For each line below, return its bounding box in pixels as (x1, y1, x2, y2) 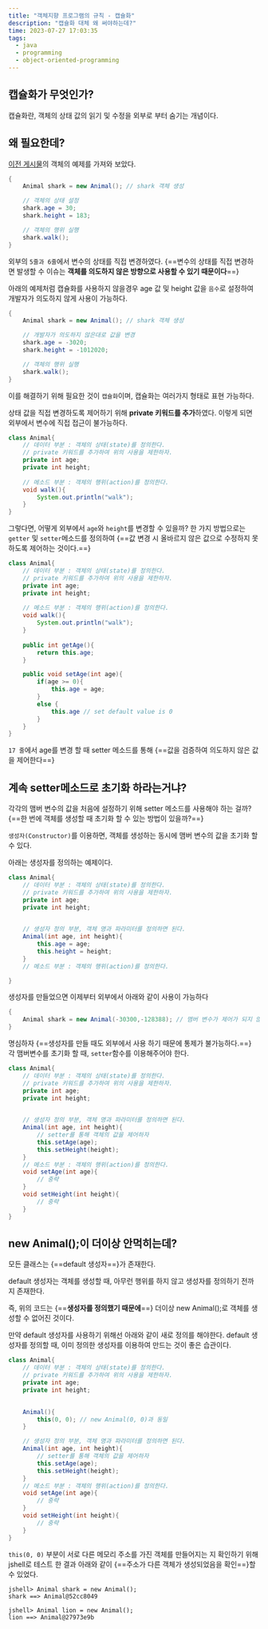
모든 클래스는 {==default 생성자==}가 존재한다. (8, 1260, 156, 1269)
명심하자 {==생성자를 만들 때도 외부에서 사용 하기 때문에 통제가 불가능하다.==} (8, 1038, 252, 1048)
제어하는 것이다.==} (29, 544, 92, 553)
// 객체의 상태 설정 (22, 197, 80, 205)
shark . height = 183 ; (22, 212, 91, 220)
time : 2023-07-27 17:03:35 (8, 26, 98, 34)
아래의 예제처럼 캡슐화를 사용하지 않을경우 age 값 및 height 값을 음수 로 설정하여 (8, 283, 254, 293)
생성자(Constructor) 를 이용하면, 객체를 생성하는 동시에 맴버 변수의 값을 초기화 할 (8, 830, 258, 840)
